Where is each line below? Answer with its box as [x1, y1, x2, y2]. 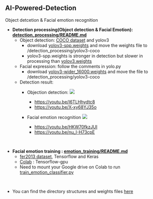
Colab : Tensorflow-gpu [19, 159, 68, 164]
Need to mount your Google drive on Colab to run [19, 164, 120, 170]
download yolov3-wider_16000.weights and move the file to [27, 69, 148, 75]
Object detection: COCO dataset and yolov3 [19, 37, 110, 43]
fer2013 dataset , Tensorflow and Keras [19, 153, 99, 159]
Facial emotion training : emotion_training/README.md [12, 148, 128, 154]
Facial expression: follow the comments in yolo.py [19, 63, 121, 69]
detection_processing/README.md [12, 32, 87, 38]
